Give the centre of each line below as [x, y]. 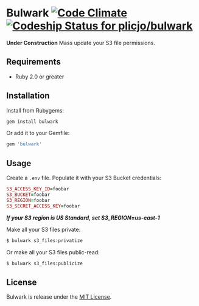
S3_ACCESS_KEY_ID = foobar [38, 189]
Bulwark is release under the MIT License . [59, 297]
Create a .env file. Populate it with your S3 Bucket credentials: [84, 178]
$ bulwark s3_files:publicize [45, 263]
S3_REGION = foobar [28, 200]
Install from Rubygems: [35, 110]
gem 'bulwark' [24, 144]
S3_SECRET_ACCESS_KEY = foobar [43, 206]
